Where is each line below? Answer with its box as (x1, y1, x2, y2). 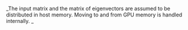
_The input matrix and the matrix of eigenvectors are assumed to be (6, 5, 171, 12)
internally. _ (6, 18, 34, 24)
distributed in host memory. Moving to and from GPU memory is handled (6, 11, 183, 18)
